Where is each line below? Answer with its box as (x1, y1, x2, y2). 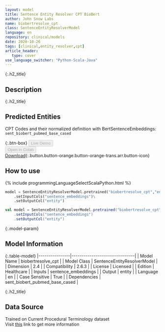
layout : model (5, 7, 34, 12)
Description (5, 85, 42, 94)
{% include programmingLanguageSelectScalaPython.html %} (5, 180, 131, 186)
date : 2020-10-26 (5, 39, 41, 44)
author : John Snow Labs (5, 16, 54, 21)
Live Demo (31, 140, 51, 146)
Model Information (5, 240, 63, 248)
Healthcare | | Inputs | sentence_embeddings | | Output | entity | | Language (5, 268, 159, 274)
